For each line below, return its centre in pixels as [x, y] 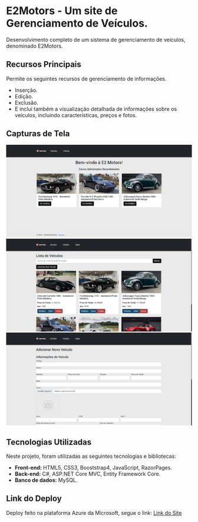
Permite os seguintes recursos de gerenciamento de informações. [86, 78]
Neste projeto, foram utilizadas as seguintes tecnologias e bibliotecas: [91, 456]
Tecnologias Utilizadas [49, 442]
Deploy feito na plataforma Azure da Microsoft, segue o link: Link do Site [94, 513]
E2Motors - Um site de [62, 11]
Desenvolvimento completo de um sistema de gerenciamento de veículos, [96, 39]
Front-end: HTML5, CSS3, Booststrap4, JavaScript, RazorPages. [93, 468]
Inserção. [26, 90]
